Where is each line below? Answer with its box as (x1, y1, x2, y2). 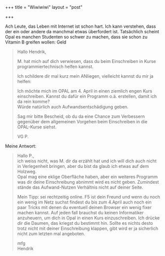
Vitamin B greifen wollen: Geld (5, 39, 66, 45)
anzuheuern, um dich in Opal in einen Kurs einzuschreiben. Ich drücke (17, 215, 160, 221)
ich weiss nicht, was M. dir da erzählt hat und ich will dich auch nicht (17, 158, 157, 164)
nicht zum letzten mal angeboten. (17, 231, 85, 237)
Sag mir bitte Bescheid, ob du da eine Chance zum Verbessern (17, 113, 145, 119)
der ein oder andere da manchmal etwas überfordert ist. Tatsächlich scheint (5, 29, 159, 34)
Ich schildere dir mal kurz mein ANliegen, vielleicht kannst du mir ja (17, 73, 154, 79)
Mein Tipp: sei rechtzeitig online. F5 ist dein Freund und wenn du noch (17, 194, 160, 200)
